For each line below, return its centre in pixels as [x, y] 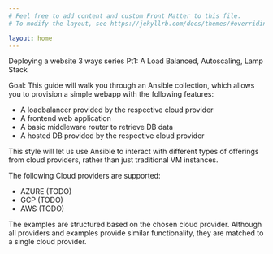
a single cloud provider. [48, 242]
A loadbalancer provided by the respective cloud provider [117, 110]
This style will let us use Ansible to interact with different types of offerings [134, 152]
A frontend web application [65, 118]
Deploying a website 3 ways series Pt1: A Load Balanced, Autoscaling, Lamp [136, 61]
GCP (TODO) [41, 200]
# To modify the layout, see [58, 24]
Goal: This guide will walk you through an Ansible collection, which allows [132, 85]
